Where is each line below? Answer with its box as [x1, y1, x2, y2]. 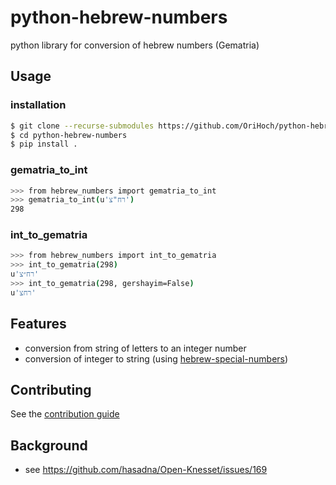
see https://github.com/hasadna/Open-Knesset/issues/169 [24, 464, 268, 476]
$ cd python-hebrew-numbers [10, 130, 128, 140]
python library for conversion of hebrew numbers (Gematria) [10, 39, 260, 51]
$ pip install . [10, 139, 78, 150]
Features [10, 316, 67, 333]
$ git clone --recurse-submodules [10, 121, 155, 131]
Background [10, 437, 88, 454]
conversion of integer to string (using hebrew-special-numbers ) [24, 352, 289, 365]
